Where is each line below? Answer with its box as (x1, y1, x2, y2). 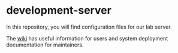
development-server (6, 4, 112, 17)
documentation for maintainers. (6, 41, 84, 48)
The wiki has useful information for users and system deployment (6, 35, 168, 42)
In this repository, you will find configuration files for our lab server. (6, 23, 172, 30)
